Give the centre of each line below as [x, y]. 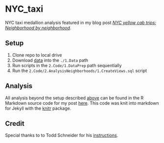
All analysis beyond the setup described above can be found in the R [74, 98]
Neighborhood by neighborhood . [38, 27]
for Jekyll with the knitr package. [38, 108]
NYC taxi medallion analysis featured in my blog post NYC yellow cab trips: [81, 23]
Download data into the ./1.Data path [50, 60]
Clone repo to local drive [37, 55]
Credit [15, 123]
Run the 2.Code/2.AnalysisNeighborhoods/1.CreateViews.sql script [80, 71]
